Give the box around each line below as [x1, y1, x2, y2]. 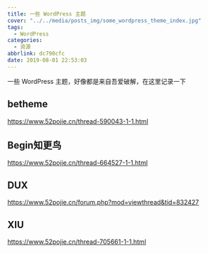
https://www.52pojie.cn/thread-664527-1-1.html [7, 158, 148, 167]
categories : [7, 37, 43, 44]
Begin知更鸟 [7, 139, 62, 151]
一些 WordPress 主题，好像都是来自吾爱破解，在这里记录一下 [7, 77, 186, 85]
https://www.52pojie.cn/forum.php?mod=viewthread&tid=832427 [7, 198, 199, 207]
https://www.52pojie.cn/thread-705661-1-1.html [7, 237, 147, 246]
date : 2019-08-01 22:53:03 [7, 57, 87, 64]
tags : [7, 23, 23, 31]
